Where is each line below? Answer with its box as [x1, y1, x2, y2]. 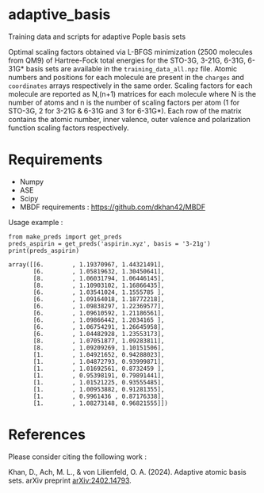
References [8, 426, 86, 444]
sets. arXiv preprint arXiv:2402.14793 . [8, 476, 132, 485]
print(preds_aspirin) [8, 246, 80, 254]
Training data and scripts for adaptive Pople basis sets [8, 32, 186, 41]
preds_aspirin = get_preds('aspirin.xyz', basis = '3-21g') [8, 239, 212, 247]
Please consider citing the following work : [8, 452, 147, 461]
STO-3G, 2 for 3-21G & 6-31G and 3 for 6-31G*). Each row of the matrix [8, 105, 242, 116]
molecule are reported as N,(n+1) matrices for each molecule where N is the [8, 89, 256, 98]
